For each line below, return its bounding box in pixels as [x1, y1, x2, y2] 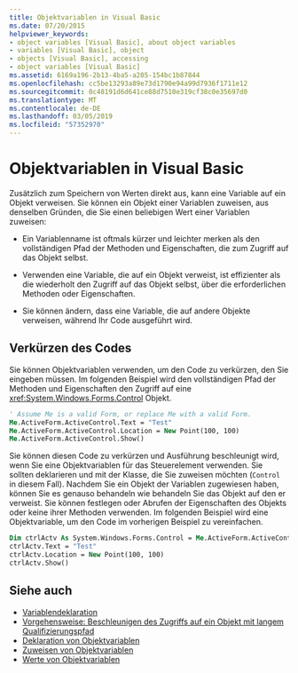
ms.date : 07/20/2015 [9, 21, 86, 30]
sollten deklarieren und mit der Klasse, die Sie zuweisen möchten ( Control [9, 470, 281, 480]
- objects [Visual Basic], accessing [9, 54, 149, 63]
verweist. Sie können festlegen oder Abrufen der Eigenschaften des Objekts [9, 498, 286, 509]
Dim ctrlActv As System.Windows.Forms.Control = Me [9, 534, 204, 542]
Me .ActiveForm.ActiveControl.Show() [9, 434, 145, 444]
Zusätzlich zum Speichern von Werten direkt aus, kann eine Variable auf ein [9, 187, 286, 198]
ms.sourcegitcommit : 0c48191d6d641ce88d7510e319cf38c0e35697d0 [9, 87, 248, 96]
